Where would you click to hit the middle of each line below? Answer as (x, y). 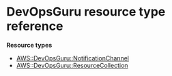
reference (35, 26)
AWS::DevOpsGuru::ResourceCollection (72, 65)
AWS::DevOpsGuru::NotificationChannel (72, 58)
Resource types (29, 45)
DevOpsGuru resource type (86, 12)
